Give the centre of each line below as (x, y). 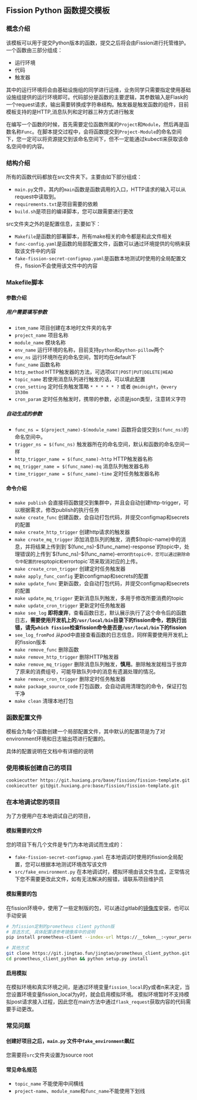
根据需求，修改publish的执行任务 (60, 509)
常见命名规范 (21, 1069)
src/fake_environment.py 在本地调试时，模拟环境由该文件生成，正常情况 (102, 872)
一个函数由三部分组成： (34, 50)
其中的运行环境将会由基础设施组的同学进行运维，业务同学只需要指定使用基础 (98, 89)
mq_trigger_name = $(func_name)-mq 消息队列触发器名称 (82, 467)
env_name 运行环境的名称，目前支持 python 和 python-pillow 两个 (89, 350)
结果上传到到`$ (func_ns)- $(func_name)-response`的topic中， (110, 546)
